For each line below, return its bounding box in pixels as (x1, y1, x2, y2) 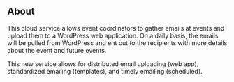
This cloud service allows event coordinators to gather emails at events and (7, 24, 225, 32)
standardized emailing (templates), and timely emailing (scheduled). (7, 67, 203, 75)
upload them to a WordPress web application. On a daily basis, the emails (7, 31, 219, 40)
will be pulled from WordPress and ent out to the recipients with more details (7, 38, 228, 47)
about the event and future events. (7, 46, 107, 54)
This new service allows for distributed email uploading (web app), (7, 59, 199, 68)
